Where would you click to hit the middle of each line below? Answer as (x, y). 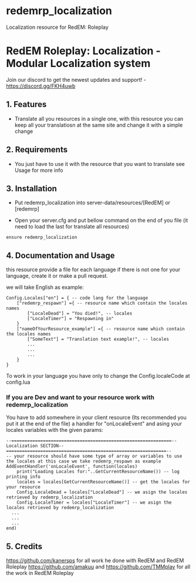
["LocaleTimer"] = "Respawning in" (71, 319)
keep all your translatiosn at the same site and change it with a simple (99, 125)
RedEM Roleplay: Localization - (84, 51)
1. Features (26, 104)
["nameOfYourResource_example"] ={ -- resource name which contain (101, 329)
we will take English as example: (45, 287)
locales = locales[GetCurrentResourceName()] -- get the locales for (104, 482)
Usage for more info (39, 170)
